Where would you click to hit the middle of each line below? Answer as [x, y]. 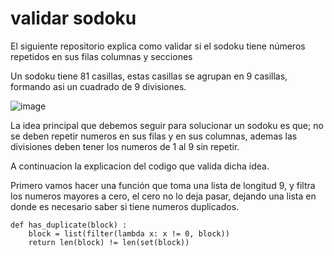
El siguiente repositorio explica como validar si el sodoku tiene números [158, 46]
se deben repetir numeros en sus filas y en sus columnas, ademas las [154, 136]
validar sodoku [73, 18]
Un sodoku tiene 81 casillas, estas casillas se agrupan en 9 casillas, [149, 76]
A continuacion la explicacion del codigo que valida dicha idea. [140, 166]
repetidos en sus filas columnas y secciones [101, 56]
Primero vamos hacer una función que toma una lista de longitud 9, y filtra [163, 185]
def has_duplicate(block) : [69, 225]
